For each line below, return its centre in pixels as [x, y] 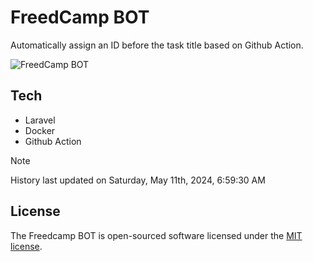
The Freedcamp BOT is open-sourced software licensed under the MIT [156, 235]
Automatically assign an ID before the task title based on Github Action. [157, 45]
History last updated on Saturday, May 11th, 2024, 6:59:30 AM [138, 180]
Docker [40, 130]
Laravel [40, 120]
